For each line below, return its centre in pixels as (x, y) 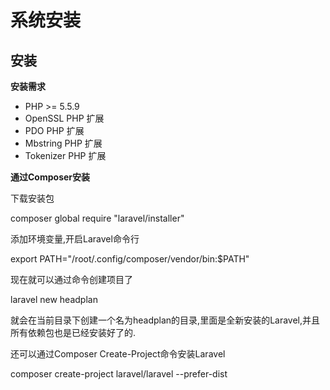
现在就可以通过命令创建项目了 (71, 279)
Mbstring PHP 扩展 (63, 143)
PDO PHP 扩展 (54, 130)
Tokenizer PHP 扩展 (65, 155)
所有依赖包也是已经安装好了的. (73, 332)
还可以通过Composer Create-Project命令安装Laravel (118, 354)
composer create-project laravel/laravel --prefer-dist (119, 374)
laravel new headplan (54, 299)
